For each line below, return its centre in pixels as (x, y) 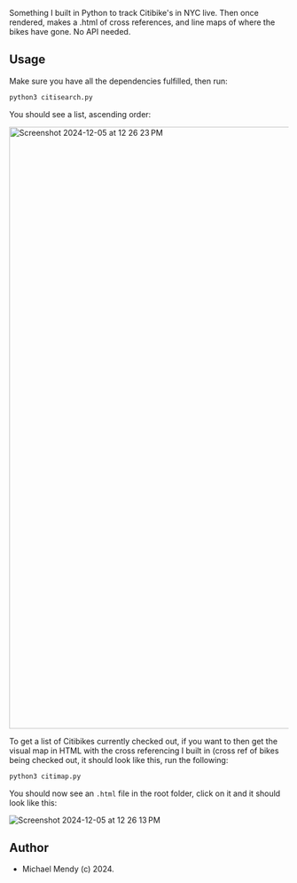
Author (29, 847)
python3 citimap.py (45, 776)
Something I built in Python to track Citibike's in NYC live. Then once (134, 13)
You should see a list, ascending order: (80, 114)
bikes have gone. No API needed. (70, 32)
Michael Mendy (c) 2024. (68, 869)
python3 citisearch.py (51, 97)
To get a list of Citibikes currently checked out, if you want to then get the (143, 741)
